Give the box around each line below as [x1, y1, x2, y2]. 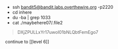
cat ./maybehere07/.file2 [12, 20, 63, 25]
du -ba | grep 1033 [12, 15, 51, 20]
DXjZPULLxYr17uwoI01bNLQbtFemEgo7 [17, 29, 98, 35]
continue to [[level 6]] [5, 39, 50, 45]
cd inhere [12, 9, 32, 15]
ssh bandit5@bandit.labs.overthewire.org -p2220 [12, 4, 114, 10]
